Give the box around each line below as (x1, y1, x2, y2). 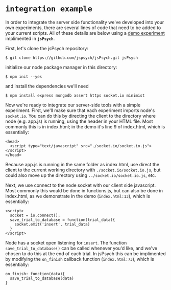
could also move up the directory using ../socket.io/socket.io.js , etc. (5, 172, 157, 178)
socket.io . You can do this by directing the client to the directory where (5, 113, 156, 119)
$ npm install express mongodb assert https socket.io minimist (5, 93, 145, 98)
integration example (5, 4, 93, 14)
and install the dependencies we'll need (5, 83, 89, 89)
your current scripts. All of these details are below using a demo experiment (5, 30, 165, 36)
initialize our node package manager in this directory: (5, 64, 117, 70)
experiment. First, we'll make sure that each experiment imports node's (5, 107, 155, 114)
